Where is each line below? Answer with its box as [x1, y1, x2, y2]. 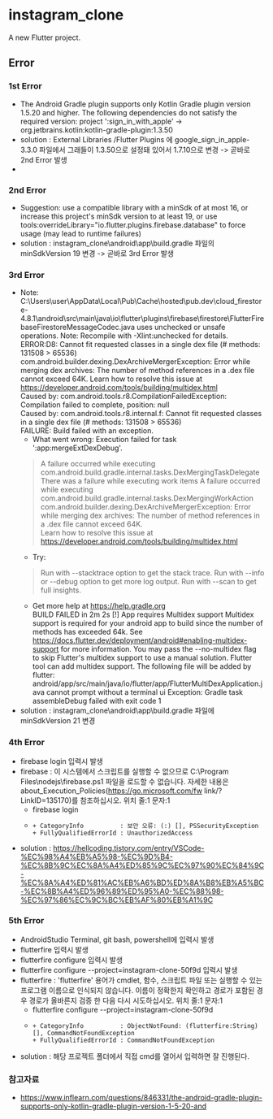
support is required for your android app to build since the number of [32, 618, 263, 628]
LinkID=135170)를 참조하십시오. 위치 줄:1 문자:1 [19, 795, 171, 805]
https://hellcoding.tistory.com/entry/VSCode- [52, 843, 205, 852]
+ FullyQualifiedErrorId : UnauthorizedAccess [32, 829, 193, 837]
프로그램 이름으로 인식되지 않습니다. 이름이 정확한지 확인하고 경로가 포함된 [19, 985, 255, 995]
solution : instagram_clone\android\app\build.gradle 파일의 [19, 238, 215, 248]
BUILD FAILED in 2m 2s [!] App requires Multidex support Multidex [32, 609, 254, 619]
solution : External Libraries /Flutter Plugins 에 [19, 134, 173, 144]
